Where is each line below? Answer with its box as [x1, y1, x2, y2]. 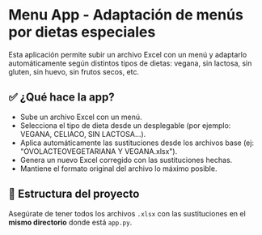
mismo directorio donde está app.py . [8, 217, 133, 227]
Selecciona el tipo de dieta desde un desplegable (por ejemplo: [19, 120, 231, 130]
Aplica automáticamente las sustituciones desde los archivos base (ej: [19, 138, 255, 147]
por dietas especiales [8, 23, 156, 41]
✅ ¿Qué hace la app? [8, 91, 115, 105]
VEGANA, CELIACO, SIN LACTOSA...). [19, 129, 146, 139]
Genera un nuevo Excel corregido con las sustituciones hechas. [19, 155, 233, 164]
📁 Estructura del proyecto [8, 187, 140, 201]
